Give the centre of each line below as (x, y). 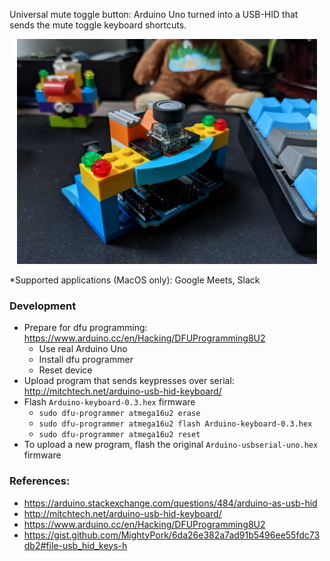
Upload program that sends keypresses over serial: (129, 381)
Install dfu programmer (86, 360)
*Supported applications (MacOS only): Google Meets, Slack (135, 280)
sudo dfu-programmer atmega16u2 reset (119, 435)
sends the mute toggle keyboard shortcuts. (98, 25)
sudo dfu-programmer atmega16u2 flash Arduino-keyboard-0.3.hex (175, 424)
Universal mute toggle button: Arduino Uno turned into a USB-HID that (154, 14)
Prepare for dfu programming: (85, 328)
